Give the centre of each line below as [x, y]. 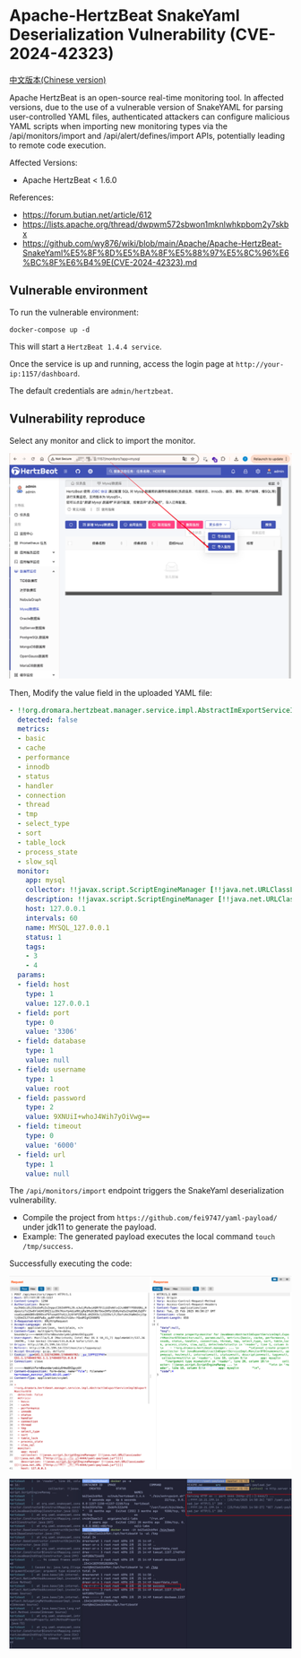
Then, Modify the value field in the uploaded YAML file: [111, 692]
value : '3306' [52, 1032]
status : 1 [44, 937]
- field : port [43, 1013]
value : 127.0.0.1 [58, 1003]
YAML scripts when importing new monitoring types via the [119, 126]
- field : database [52, 1041]
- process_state [47, 852]
